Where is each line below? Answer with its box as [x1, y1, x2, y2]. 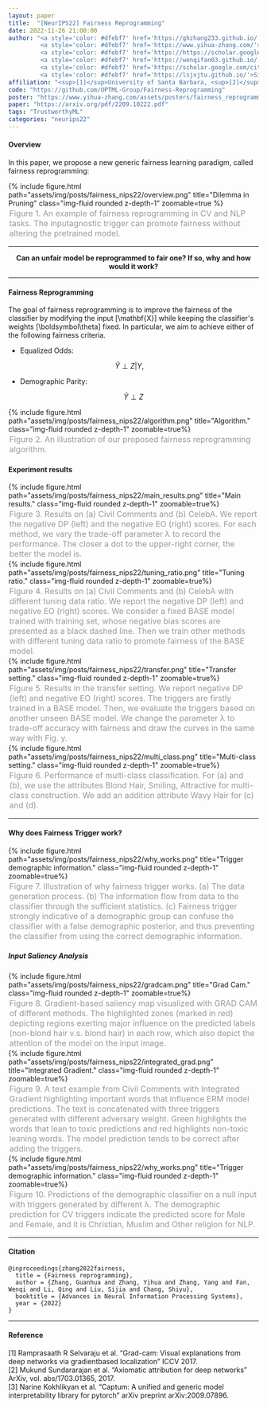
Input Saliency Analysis [8, 951, 89, 960]
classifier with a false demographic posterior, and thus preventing [9, 921, 255, 932]
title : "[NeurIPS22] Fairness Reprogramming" [8, 19, 165, 27]
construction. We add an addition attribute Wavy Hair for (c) [30, 790, 254, 801]
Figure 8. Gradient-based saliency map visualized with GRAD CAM [9, 997, 258, 1008]
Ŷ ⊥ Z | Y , [114, 362, 145, 371]
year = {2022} [15, 1299, 62, 1307]
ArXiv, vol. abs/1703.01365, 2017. [8, 1374, 115, 1383]
